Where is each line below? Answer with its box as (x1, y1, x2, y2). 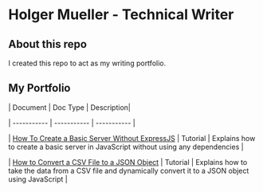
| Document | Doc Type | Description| (8, 102, 131, 112)
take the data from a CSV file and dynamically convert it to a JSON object (8, 166, 249, 175)
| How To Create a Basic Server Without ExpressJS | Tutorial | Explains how (8, 133, 256, 143)
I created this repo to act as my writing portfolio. (8, 58, 166, 68)
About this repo (8, 37, 88, 51)
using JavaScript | (8, 174, 68, 184)
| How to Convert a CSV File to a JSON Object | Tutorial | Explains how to (8, 157, 248, 167)
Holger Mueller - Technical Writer (8, 6, 234, 24)
